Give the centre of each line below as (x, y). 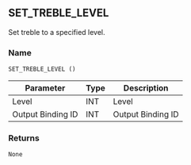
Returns (24, 138)
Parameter (45, 88)
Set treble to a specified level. (57, 32)
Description (146, 88)
